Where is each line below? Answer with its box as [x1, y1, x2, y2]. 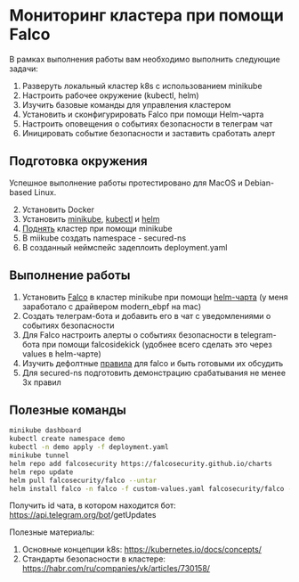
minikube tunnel [9, 451, 69, 460]
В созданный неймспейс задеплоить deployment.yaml [21, 242, 228, 252]
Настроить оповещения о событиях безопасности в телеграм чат [21, 118, 273, 129]
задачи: [9, 63, 38, 74]
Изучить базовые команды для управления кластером [21, 99, 231, 110]
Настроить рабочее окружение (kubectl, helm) [21, 90, 199, 101]
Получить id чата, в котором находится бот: [9, 500, 176, 511]
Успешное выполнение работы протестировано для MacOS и [9, 177, 243, 188]
